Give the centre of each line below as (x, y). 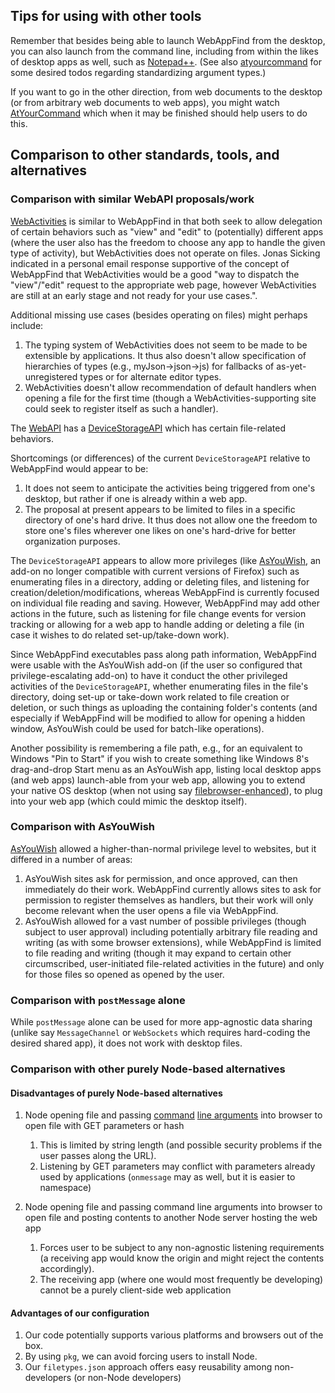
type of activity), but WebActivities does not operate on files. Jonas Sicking (165, 253)
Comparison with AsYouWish (83, 827)
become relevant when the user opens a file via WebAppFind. (151, 910)
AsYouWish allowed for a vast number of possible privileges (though (165, 921)
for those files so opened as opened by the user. (124, 974)
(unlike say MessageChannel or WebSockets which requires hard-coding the (160, 1033)
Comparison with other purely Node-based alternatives (148, 1069)
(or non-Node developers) (127, 1378)
